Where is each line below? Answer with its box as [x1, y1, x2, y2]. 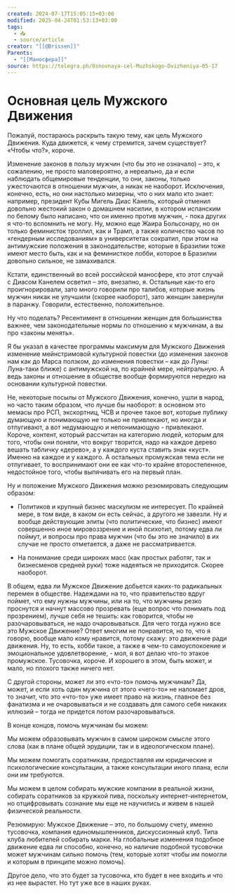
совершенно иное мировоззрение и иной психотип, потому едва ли [17, 525, 222, 533]
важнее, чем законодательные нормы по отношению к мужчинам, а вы [7, 321, 224, 329]
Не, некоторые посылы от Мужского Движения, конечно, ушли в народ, [7, 393, 224, 401]
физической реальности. [7, 806, 82, 815]
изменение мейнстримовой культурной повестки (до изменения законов [7, 349, 229, 358]
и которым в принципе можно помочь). [7, 857, 126, 866]
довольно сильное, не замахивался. [7, 256, 116, 265]
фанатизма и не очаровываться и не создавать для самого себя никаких [7, 699, 227, 708]
